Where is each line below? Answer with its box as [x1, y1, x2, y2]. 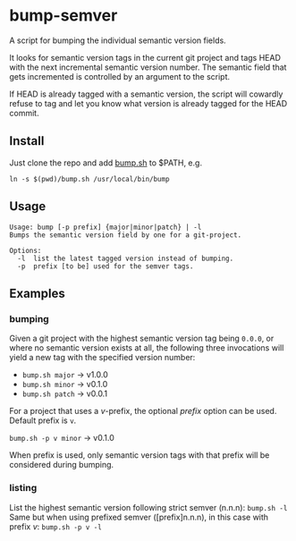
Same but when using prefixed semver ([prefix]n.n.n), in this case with [9, 511, 269, 522]
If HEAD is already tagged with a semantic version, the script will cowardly [9, 89, 283, 99]
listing [9, 482, 38, 495]
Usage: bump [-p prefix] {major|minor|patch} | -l [9, 223, 202, 232]
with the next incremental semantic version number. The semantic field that [9, 62, 287, 72]
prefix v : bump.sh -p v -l [9, 520, 103, 532]
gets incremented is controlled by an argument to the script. [9, 71, 231, 81]
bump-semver [9, 5, 118, 26]
